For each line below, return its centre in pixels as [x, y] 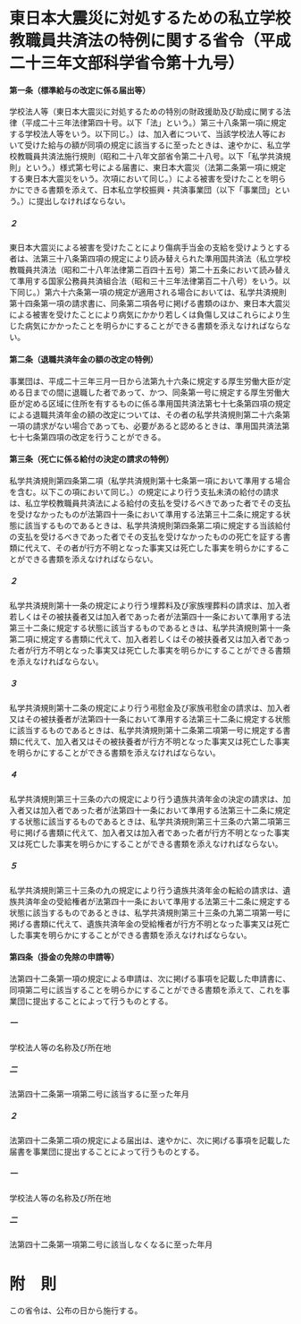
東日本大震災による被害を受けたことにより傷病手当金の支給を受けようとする [150, 248]
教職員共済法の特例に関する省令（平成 [150, 41]
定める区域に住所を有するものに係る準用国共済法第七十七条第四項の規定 [158, 403]
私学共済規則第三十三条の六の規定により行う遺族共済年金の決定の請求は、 [146, 799]
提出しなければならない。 [84, 201]
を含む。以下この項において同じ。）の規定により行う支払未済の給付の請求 [144, 491]
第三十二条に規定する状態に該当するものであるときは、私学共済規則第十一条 [150, 628]
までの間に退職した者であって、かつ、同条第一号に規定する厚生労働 [157, 392]
